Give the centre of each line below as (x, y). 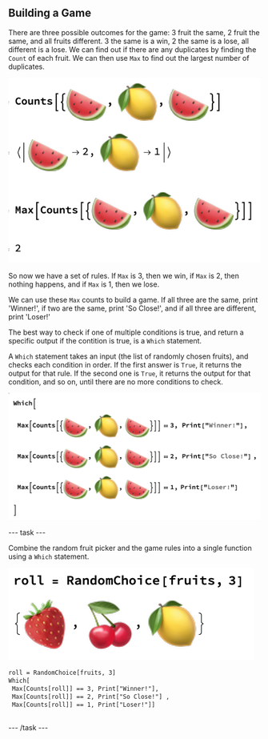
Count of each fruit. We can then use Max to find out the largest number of (129, 58)
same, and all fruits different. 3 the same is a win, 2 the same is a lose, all (129, 41)
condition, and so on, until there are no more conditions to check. (116, 382)
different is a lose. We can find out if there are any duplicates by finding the (132, 49)
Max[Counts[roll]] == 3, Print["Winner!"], (85, 689)
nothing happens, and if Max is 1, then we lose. (84, 284)
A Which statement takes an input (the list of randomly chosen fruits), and (128, 356)
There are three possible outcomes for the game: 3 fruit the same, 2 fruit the (134, 32)
